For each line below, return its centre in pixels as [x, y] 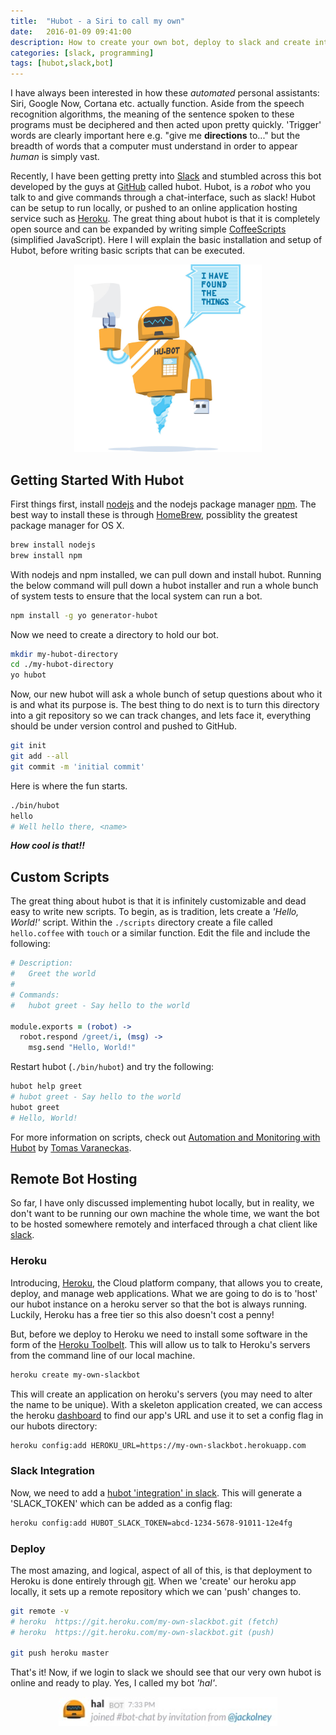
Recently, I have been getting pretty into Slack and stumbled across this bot [166, 176]
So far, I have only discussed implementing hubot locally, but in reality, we [162, 1203]
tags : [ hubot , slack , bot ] [62, 63]
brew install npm [46, 555]
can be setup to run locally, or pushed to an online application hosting [154, 208]
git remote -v [40, 1611]
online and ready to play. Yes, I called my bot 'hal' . [114, 1683]
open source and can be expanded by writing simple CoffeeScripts [148, 229]
